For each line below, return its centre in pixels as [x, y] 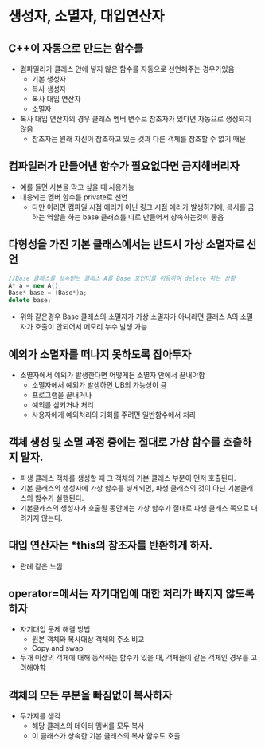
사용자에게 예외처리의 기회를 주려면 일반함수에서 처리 [114, 415]
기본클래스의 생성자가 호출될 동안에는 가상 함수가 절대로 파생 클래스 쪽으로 [134, 508]
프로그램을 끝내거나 [62, 395]
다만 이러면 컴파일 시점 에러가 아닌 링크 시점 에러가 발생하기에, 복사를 [139, 207]
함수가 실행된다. [59, 498]
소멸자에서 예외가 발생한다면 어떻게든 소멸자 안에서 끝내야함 [112, 375]
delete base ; [30, 301]
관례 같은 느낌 [41, 566]
